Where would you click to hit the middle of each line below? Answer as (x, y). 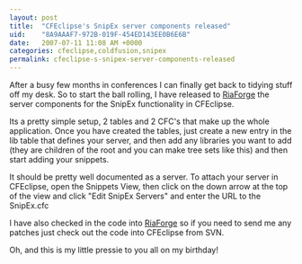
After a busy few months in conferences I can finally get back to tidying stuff (151, 85)
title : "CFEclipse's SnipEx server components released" (120, 26)
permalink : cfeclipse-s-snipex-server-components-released (122, 59)
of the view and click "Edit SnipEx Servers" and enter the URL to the (135, 196)
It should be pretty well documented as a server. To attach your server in (144, 177)
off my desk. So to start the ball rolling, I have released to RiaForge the (139, 94)
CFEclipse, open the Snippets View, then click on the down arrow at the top (149, 186)
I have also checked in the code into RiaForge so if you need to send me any (151, 223)
